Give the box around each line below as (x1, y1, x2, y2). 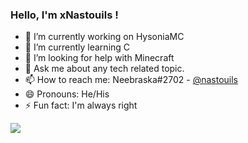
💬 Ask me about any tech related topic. (24, 63, 185, 75)
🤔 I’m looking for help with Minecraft (24, 52, 175, 64)
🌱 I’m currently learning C (24, 41, 131, 53)
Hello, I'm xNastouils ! (10, 8, 119, 22)
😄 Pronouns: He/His (24, 88, 110, 100)
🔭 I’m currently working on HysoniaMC (24, 31, 185, 43)
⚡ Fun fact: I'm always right (24, 99, 138, 112)
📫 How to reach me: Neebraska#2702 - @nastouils (24, 74, 238, 86)
